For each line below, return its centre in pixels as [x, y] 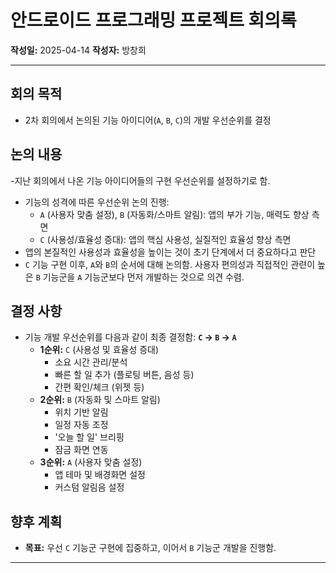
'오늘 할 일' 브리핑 [89, 437]
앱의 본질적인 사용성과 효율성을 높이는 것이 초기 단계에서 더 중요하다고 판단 [170, 252]
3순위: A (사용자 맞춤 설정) [91, 462]
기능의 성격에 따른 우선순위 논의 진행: [97, 202]
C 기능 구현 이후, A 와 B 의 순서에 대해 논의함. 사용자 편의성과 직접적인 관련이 [170, 264]
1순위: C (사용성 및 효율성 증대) [99, 350]
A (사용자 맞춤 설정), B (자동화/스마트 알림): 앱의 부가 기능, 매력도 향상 [174, 214]
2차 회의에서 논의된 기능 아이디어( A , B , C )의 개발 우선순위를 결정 [148, 120]
